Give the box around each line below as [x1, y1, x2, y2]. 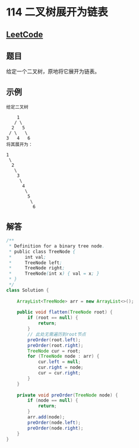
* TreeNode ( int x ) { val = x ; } [8, 271, 100, 277]
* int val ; [8, 254, 46, 260]
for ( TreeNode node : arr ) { [27, 354, 100, 360]
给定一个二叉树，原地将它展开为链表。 [6, 68, 100, 75]
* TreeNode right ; [8, 265, 65, 271]
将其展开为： [6, 142, 33, 148]
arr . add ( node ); [27, 414, 65, 420]
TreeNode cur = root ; [27, 348, 81, 354]
